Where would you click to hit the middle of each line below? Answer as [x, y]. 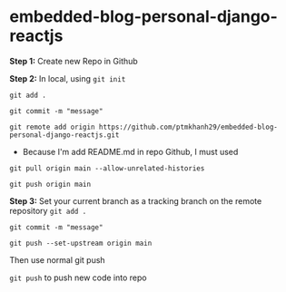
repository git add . [48, 210]
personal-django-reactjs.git [64, 135]
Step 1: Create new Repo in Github [74, 61]
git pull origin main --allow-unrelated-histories [107, 168]
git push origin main [50, 184]
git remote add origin [52, 127]
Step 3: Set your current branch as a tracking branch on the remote [136, 200]
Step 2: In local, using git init [68, 78]
